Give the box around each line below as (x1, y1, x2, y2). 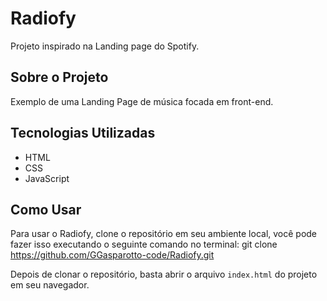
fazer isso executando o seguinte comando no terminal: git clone (10, 238, 278, 251)
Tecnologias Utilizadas (10, 125, 156, 142)
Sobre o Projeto (10, 69, 109, 86)
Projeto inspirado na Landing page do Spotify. (10, 40, 200, 52)
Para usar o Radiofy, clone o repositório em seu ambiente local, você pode (10, 228, 318, 240)
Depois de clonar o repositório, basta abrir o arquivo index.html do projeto (10, 268, 318, 281)
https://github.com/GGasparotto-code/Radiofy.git (10, 249, 215, 261)
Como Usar (10, 201, 82, 218)
